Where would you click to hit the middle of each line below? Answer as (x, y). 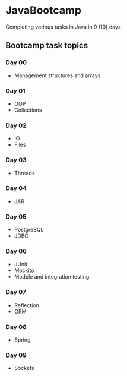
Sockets (24, 368)
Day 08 (16, 327)
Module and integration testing (52, 277)
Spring (22, 340)
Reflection (27, 305)
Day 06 (16, 251)
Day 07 (16, 292)
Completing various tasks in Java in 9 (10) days (63, 27)
